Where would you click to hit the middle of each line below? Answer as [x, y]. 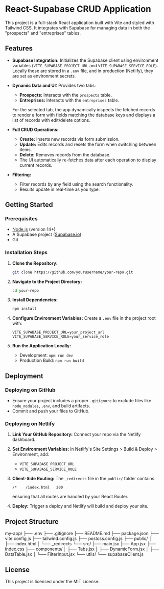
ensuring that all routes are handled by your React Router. [70, 497]
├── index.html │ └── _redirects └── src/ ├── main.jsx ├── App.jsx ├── [81, 544]
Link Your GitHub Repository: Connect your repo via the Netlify [76, 435]
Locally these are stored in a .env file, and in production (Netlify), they [82, 71]
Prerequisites [21, 219]
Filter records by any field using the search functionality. [76, 184]
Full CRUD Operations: [35, 129]
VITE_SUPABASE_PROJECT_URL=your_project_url [58, 333]
